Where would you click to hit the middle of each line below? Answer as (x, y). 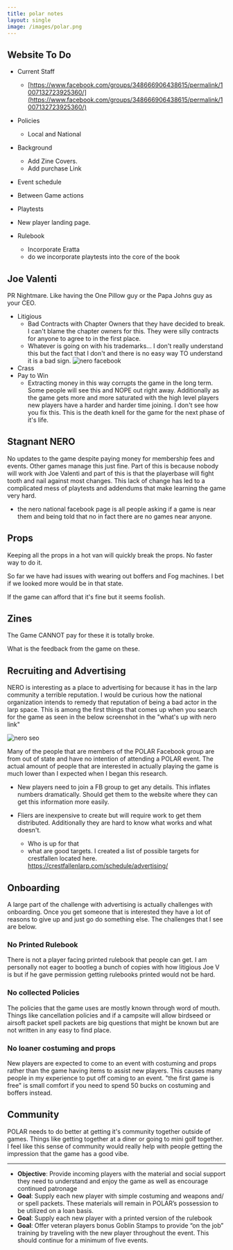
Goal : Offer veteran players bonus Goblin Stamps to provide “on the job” (120, 1225)
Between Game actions (51, 196)
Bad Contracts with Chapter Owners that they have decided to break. (126, 324)
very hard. (22, 496)
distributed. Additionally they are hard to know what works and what (115, 823)
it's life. (38, 420)
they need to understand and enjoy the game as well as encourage (113, 1181)
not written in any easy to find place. (59, 1030)
